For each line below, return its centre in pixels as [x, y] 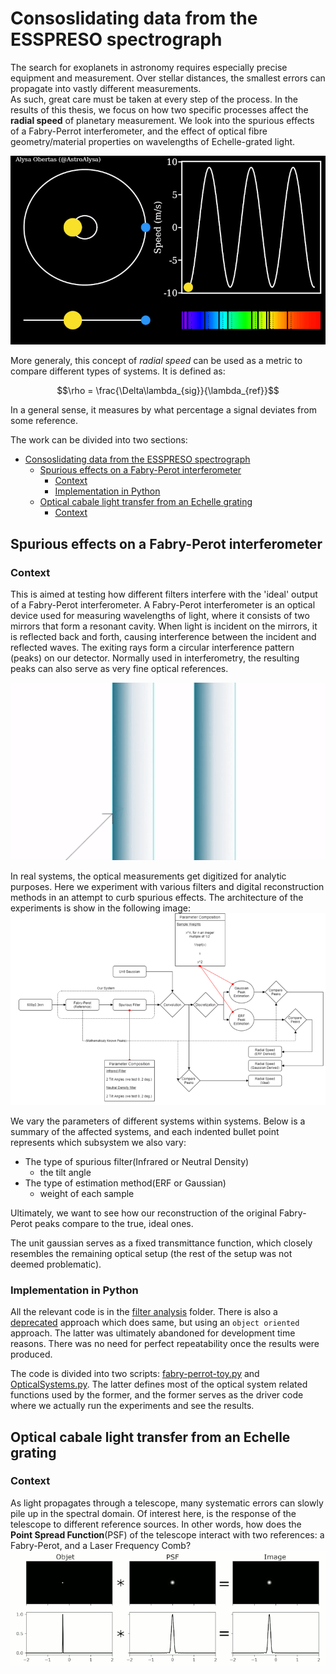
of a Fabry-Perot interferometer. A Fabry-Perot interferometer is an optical [163, 605]
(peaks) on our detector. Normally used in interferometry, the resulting [155, 658]
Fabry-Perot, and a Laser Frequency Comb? [101, 1545]
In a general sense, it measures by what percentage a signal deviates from [163, 410]
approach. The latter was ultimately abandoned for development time [153, 1333]
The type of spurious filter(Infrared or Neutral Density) [137, 1161]
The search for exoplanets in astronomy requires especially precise [149, 67]
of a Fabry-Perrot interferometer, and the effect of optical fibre [139, 131]
